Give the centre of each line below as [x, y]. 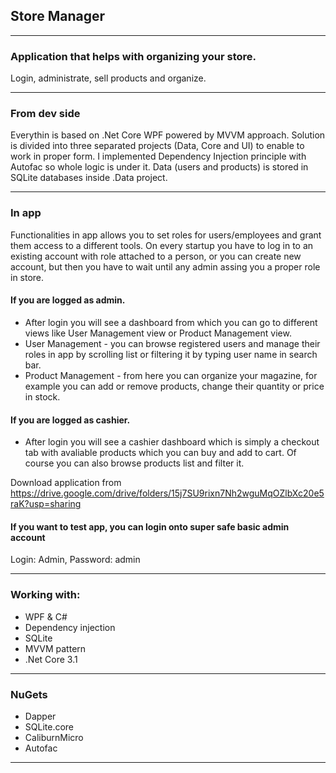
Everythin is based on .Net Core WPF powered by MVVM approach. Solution [168, 135]
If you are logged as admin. [68, 300]
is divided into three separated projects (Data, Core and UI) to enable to [157, 146]
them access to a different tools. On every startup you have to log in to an [162, 245]
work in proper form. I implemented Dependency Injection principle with [158, 156]
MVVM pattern [55, 648]
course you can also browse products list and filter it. [134, 463]
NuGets [29, 694]
